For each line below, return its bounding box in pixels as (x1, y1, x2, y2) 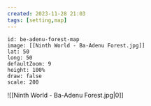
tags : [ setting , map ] (7, 17, 68, 24)
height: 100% (7, 66, 45, 73)
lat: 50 (7, 48, 30, 55)
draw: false (7, 73, 42, 79)
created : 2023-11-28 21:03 (7, 10, 86, 17)
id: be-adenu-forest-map (7, 36, 80, 43)
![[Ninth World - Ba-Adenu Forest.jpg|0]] (7, 91, 124, 99)
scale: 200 (7, 78, 39, 86)
